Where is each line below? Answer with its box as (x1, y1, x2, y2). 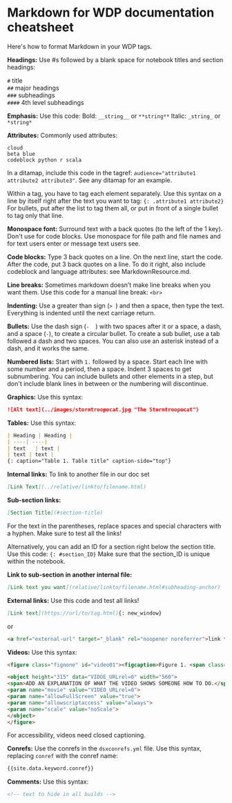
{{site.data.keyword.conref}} (7, 765, 95, 772)
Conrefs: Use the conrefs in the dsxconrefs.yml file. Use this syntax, (7, 744, 202, 753)
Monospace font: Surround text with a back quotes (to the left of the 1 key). (7, 224, 223, 232)
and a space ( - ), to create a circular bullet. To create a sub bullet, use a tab (7, 329, 220, 337)
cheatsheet (7, 19, 74, 35)
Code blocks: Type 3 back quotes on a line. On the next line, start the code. (7, 252, 223, 261)
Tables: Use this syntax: (7, 419, 77, 427)
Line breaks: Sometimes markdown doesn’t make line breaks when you (7, 281, 211, 289)
